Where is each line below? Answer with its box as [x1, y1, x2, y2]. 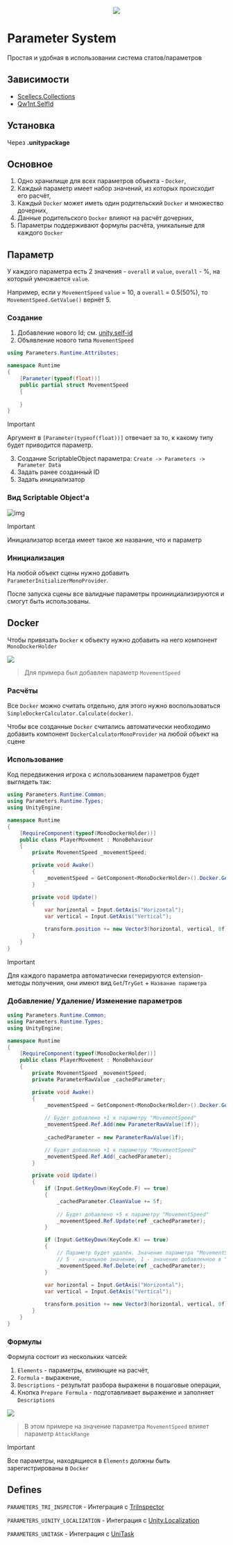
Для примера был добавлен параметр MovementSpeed [24, 668, 181, 677]
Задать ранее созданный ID [17, 468, 100, 476]
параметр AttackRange [24, 1429, 90, 1438]
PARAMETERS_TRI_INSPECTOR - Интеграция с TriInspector [7, 1503, 164, 1511]
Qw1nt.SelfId [17, 100, 54, 108]
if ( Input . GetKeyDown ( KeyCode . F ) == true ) [44, 1185, 169, 1192]
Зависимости [7, 74, 69, 86]
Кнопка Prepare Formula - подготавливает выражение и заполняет [17, 1388, 214, 1396]
